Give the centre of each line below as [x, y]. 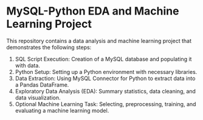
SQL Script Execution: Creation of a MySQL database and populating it [103, 59]
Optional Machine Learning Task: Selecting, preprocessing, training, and [105, 104]
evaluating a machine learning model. [62, 110]
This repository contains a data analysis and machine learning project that [99, 41]
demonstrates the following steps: [49, 47]
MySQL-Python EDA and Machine [93, 11]
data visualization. [38, 98]
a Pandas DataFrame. [42, 85]
